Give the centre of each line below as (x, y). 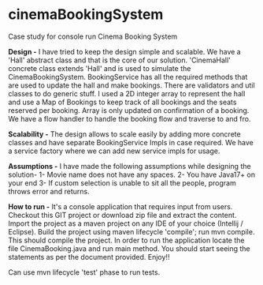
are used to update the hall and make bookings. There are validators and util (131, 85)
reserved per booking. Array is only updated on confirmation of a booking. (129, 110)
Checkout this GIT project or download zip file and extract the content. (122, 215)
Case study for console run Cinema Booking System (93, 36)
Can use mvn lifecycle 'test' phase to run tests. (84, 272)
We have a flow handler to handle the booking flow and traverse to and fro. (130, 118)
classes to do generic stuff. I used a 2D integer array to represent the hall (127, 93)
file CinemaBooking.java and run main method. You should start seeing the (129, 248)
